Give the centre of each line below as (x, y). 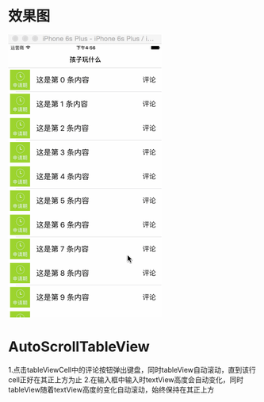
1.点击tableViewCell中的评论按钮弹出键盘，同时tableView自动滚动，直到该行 (132, 369)
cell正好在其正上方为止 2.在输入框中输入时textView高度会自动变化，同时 (126, 379)
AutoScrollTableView (79, 347)
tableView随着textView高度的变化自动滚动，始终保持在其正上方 (111, 389)
